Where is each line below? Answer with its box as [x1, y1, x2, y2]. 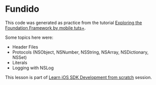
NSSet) [12, 54, 27, 60]
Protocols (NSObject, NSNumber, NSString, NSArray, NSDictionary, [12, 49, 149, 55]
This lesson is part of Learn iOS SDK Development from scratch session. [5, 74, 152, 80]
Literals [12, 59, 28, 65]
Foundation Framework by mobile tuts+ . [5, 25, 86, 30]
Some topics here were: [5, 34, 54, 40]
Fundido [5, 3, 39, 15]
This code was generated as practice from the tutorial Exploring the [5, 20, 142, 26]
